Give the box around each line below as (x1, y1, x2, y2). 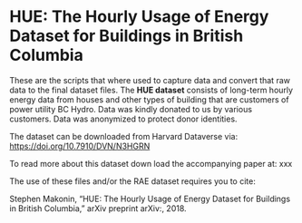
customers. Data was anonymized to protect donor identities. (9, 113, 238, 124)
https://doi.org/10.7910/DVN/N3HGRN (9, 141, 151, 151)
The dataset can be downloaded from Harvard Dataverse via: (9, 131, 239, 141)
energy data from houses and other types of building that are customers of (9, 93, 289, 105)
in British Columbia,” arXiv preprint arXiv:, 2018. (9, 202, 188, 214)
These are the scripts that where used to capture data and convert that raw (9, 74, 290, 85)
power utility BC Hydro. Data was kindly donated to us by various (9, 103, 252, 114)
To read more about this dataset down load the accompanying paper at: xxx (9, 158, 293, 169)
